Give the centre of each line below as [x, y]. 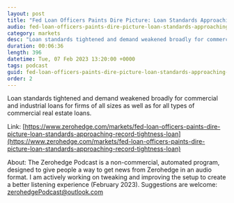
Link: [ [16, 127]
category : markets [34, 33]
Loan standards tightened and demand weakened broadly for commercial [112, 98]
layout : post [26, 14]
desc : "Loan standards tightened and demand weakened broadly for [106, 40]
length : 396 [24, 53]
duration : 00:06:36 [36, 46]
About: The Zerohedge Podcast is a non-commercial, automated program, [114, 163]
